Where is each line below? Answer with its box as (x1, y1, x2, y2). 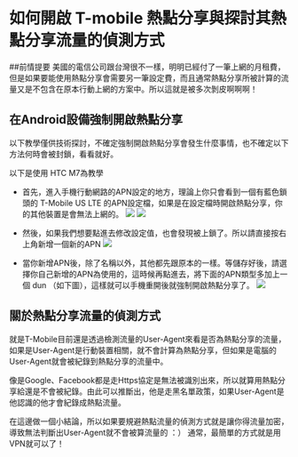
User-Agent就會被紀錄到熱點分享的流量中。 (9, 356, 169, 366)
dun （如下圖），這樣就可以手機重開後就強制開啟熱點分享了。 (32, 279, 255, 290)
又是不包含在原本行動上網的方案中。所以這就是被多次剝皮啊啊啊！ (16, 84, 258, 94)
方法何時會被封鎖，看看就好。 (9, 148, 118, 159)
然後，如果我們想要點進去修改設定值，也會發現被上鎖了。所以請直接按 (21, 228, 279, 238)
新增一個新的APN (37, 238, 101, 249)
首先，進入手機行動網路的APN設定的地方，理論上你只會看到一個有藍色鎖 (21, 186, 287, 196)
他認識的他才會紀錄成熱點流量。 (9, 397, 126, 407)
